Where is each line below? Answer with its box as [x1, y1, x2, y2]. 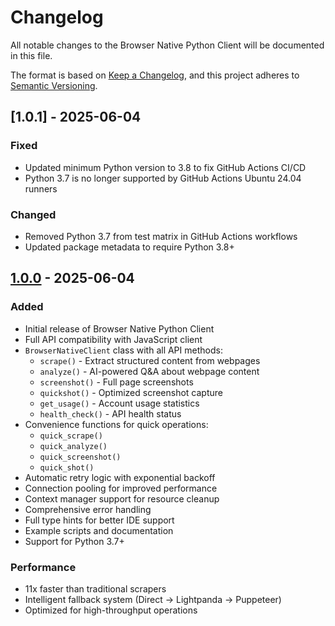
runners [24, 182, 58, 195]
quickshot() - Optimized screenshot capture [39, 386, 223, 398]
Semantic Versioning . [10, 79, 98, 91]
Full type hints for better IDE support [24, 514, 175, 526]
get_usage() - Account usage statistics [39, 397, 200, 409]
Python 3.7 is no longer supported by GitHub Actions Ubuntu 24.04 [24, 172, 302, 184]
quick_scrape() [39, 431, 103, 441]
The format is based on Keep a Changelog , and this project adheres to [10, 69, 300, 81]
